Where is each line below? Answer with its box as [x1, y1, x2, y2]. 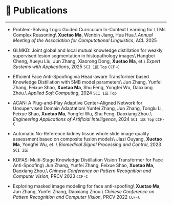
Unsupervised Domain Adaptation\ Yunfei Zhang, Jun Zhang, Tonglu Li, [12, 105, 163, 111]
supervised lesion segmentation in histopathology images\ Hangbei [12, 52, 155, 58]
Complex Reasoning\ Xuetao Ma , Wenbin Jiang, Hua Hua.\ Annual [12, 32, 153, 38]
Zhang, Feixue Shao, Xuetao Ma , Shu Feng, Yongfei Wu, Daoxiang [12, 84, 153, 90]
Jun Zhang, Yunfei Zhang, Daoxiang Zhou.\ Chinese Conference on [12, 188, 155, 194]
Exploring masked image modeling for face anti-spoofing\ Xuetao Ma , [12, 183, 161, 189]
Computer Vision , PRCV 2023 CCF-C [12, 173, 88, 179]
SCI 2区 [12, 148, 29, 153]
